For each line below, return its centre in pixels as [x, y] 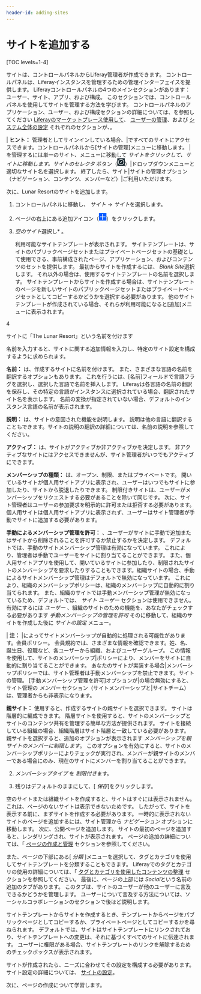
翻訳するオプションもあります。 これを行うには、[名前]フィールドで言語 [95, 376]
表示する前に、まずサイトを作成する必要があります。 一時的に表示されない [99, 814]
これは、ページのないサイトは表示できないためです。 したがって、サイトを [98, 806]
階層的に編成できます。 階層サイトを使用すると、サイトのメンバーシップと [98, 715]
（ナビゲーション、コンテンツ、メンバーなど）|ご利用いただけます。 [91, 179]
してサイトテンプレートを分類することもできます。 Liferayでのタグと [91, 864]
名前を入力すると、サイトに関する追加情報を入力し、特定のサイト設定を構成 [101, 349]
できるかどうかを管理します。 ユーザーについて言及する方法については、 [96, 894]
